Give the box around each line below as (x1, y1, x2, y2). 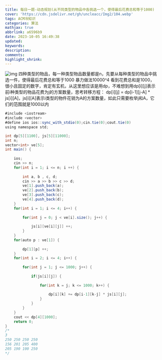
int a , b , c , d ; (22, 174, 57, 179)
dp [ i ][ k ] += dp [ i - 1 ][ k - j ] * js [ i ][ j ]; (48, 292, 127, 297)
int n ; (5, 138, 18, 143)
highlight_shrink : (5, 57, 42, 62)
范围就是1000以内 (13, 101, 49, 107)
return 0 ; (14, 319, 34, 324)
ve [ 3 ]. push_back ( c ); (22, 192, 64, 197)
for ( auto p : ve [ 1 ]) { (14, 237, 60, 243)
